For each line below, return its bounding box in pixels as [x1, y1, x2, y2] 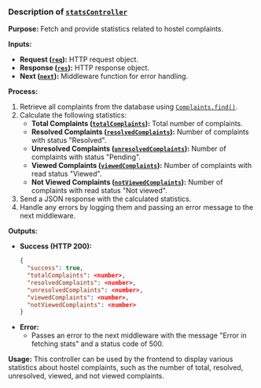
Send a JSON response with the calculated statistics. [19, 194, 192, 203]
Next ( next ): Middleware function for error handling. [19, 72, 189, 81]
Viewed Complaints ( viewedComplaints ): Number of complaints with [31, 161, 252, 170]
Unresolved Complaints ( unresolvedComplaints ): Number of [31, 144, 226, 154]
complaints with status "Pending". [31, 152, 142, 162]
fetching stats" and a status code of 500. [31, 339, 164, 349]
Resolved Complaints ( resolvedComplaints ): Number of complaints [31, 127, 249, 136]
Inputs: [8, 39, 32, 49]
